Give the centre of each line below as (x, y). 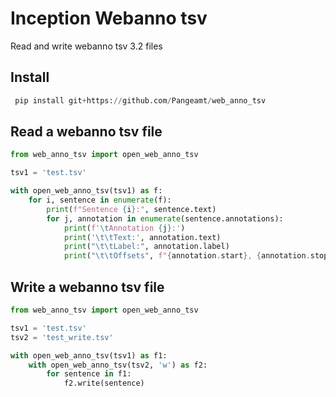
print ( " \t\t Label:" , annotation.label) (146, 247)
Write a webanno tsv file (87, 287)
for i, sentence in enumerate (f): (100, 200)
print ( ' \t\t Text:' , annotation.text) (142, 237)
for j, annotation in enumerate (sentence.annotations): (165, 218)
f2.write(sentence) (104, 383)
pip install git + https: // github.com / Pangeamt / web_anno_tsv (140, 100)
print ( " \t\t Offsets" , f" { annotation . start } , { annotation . (187, 256)
